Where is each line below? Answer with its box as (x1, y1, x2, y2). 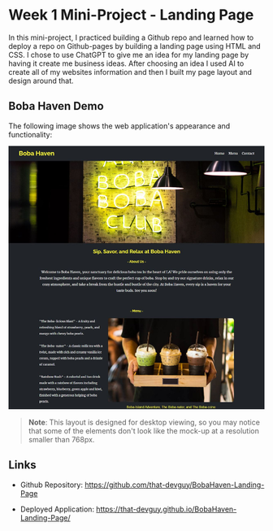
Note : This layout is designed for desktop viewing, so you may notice (28, 417, 260, 427)
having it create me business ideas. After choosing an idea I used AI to (8, 59, 245, 68)
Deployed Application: (19, 504, 95, 514)
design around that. (8, 76, 74, 85)
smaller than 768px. (28, 434, 95, 444)
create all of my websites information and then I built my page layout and (8, 67, 252, 76)
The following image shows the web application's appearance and (8, 120, 231, 131)
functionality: (8, 129, 53, 139)
